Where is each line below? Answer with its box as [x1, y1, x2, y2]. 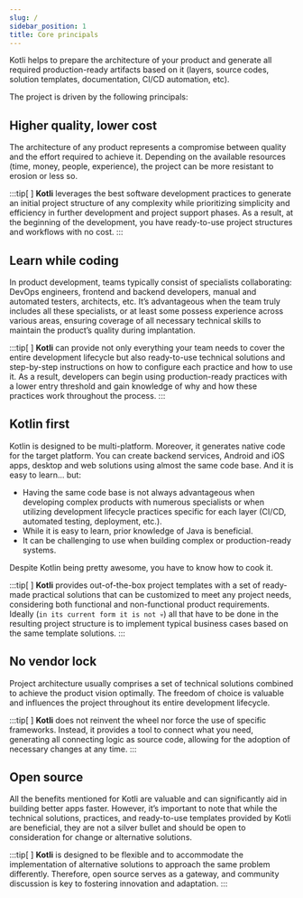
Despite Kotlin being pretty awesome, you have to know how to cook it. [9, 562, 273, 572]
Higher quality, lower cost [9, 118, 158, 133]
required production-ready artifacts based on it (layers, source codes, [9, 64, 270, 75]
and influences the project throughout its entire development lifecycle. [9, 697, 271, 708]
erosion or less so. [9, 171, 78, 182]
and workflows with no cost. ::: [9, 227, 124, 238]
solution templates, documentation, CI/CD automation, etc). [9, 74, 230, 85]
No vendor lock [9, 654, 97, 669]
